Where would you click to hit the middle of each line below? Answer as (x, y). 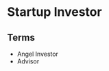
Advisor (28, 61)
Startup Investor (54, 12)
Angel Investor (37, 54)
